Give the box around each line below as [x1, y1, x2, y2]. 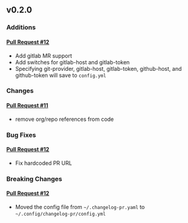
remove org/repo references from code [15, 115, 114, 123]
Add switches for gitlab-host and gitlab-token [15, 58, 130, 66]
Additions [6, 23, 36, 32]
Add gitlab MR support [15, 52, 72, 59]
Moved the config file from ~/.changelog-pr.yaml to [15, 203, 145, 210]
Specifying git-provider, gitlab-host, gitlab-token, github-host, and [15, 65, 182, 72]
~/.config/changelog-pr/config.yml [15, 211, 106, 217]
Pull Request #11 [6, 102, 49, 109]
